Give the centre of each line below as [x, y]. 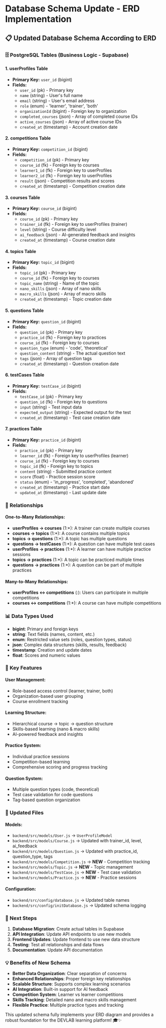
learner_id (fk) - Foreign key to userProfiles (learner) [74, 456]
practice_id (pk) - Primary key [51, 450]
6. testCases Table [25, 375]
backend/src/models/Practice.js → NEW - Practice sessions [74, 877]
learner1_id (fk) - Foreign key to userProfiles [66, 170]
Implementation [38, 19]
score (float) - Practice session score [57, 476]
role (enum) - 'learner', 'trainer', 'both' [59, 106]
